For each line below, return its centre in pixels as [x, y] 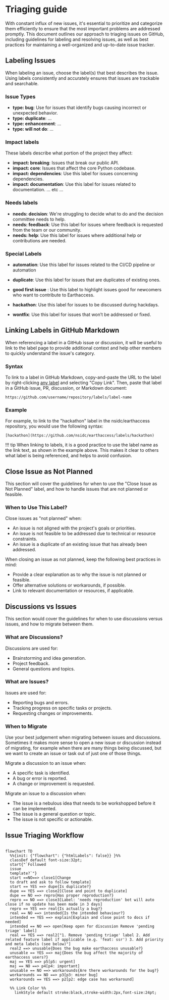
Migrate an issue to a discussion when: [46, 794]
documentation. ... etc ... [38, 190]
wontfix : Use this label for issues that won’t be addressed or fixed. [82, 314]
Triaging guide [36, 9]
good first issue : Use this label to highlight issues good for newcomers [87, 289]
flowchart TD [19, 851]
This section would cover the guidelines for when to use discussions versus [84, 619]
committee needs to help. [39, 219]
